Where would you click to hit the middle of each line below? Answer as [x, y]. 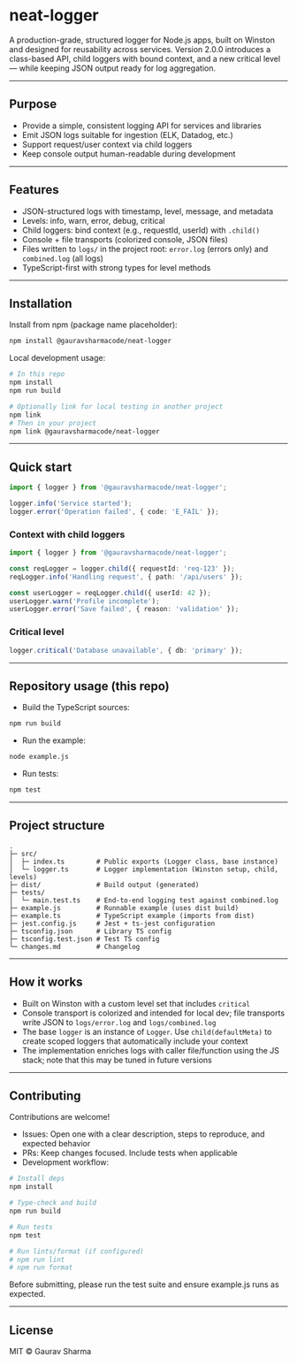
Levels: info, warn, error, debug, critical [93, 220]
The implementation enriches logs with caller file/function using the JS [151, 1050]
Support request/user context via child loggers [107, 144]
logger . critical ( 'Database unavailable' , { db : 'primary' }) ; [126, 650]
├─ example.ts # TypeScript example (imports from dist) [132, 916]
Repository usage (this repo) [89, 686]
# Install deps [37, 1179]
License [31, 1330]
